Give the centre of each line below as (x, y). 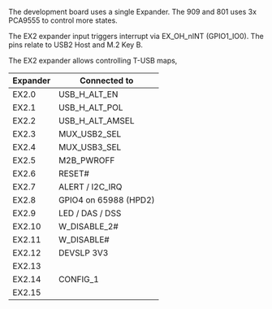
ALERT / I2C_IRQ (90, 187)
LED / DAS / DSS (90, 213)
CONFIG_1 (78, 279)
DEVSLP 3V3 (83, 253)
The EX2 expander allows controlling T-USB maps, (93, 61)
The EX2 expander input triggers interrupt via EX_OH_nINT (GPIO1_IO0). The (136, 36)
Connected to (107, 81)
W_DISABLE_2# (89, 226)
